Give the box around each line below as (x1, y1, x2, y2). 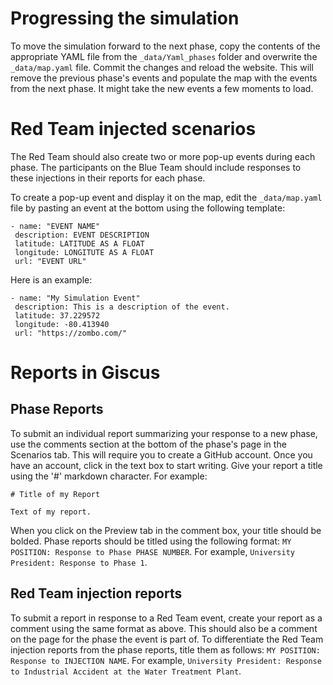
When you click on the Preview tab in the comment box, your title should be (10, 524, 322, 536)
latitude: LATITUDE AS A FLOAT (14, 238, 145, 249)
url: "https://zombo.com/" (14, 328, 128, 338)
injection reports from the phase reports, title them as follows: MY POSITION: (10, 643, 321, 656)
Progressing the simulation (10, 7, 240, 30)
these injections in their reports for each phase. (10, 172, 206, 184)
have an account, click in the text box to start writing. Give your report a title (10, 459, 323, 471)
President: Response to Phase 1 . (10, 556, 148, 568)
